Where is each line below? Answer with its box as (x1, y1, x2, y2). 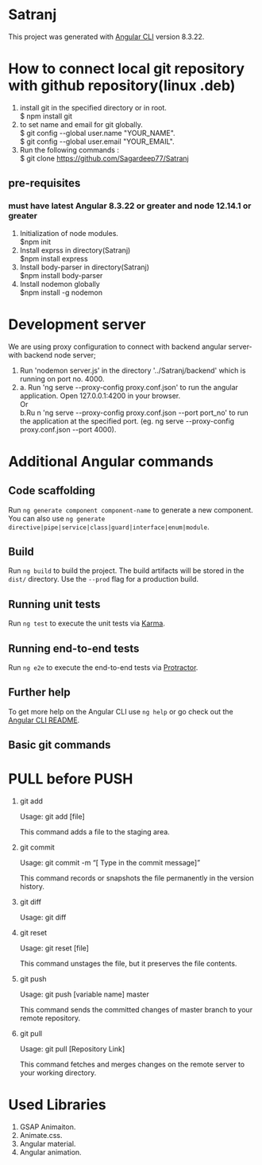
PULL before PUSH (8, 770, 133, 788)
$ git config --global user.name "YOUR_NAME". (19, 128, 176, 137)
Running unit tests (8, 598, 101, 611)
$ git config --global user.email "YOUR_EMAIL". (19, 137, 175, 146)
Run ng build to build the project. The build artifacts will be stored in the (8, 566, 245, 575)
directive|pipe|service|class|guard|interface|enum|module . (8, 522, 210, 532)
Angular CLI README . (8, 715, 80, 725)
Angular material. (19, 1139, 76, 1149)
